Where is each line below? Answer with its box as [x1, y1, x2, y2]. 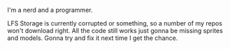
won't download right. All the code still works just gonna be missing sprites [7, 27, 224, 35]
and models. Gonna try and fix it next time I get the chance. [7, 34, 178, 42]
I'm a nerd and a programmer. [7, 6, 93, 14]
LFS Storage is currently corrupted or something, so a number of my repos [7, 19, 222, 27]
